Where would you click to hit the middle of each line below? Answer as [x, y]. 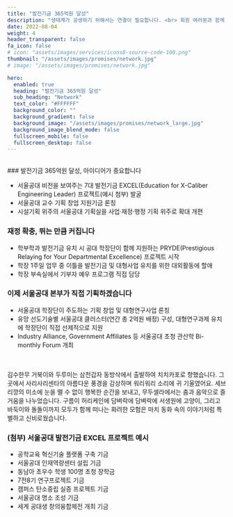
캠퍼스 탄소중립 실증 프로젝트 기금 [63, 489]
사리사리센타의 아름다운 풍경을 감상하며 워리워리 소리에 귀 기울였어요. [119, 383]
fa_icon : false [29, 46]
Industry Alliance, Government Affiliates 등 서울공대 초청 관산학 [106, 336]
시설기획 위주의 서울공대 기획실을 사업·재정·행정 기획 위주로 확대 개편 [110, 212]
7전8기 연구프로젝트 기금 [51, 480]
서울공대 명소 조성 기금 [48, 498]
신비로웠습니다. [46, 417]
